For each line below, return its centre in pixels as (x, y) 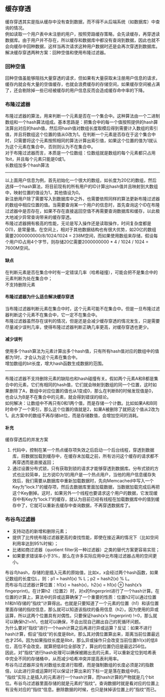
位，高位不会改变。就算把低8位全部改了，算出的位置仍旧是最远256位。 (77, 646)
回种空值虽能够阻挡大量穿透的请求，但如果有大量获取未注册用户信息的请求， (82, 78)
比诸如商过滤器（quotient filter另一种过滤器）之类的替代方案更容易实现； (86, 549)
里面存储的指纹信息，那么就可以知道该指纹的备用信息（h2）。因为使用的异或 (82, 609)
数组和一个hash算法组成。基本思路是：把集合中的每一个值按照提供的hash (79, 122)
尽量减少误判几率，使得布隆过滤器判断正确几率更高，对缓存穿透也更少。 (78, 327)
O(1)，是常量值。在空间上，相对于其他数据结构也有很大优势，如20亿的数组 (81, 230)
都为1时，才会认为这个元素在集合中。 (42, 357)
